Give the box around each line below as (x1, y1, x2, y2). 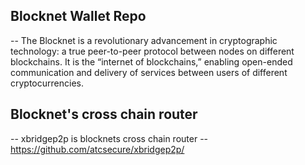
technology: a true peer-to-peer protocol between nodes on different (10, 45, 295, 57)
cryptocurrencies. (10, 77, 84, 89)
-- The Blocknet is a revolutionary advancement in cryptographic (10, 34, 278, 46)
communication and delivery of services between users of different (10, 66, 288, 78)
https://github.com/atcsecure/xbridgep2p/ (10, 143, 185, 155)
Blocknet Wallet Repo (10, 8, 147, 25)
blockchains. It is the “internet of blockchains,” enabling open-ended (10, 55, 293, 68)
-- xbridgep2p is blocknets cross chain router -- (10, 132, 209, 144)
